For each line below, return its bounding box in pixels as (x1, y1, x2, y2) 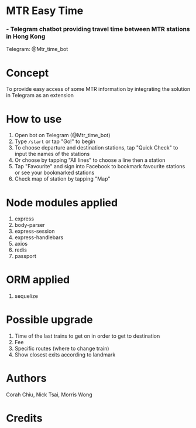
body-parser (14, 222, 45, 229)
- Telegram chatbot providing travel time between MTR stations (6, 25, 190, 33)
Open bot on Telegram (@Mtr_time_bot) (14, 132, 111, 139)
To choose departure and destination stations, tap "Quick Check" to (14, 144, 178, 151)
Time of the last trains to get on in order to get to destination (14, 332, 160, 339)
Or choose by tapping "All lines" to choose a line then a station (14, 157, 166, 164)
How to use (6, 113, 62, 125)
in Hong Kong (6, 32, 46, 40)
